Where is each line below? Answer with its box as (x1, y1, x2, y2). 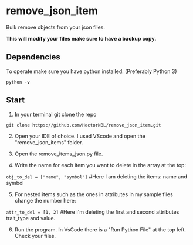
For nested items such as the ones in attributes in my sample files (14, 190, 173, 198)
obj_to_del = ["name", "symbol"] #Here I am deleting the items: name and (6, 173, 188, 180)
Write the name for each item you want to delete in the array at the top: (14, 161, 187, 168)
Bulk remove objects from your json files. (6, 24, 106, 31)
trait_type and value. (6, 214, 56, 221)
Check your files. (14, 232, 56, 239)
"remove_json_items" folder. (14, 138, 83, 145)
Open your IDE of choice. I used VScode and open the (14, 133, 145, 140)
